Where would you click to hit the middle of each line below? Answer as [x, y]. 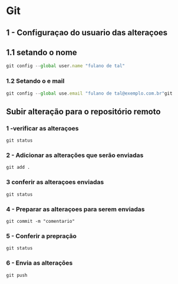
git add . [18, 168]
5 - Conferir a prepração [41, 236]
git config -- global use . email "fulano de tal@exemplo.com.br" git [89, 93]
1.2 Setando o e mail [35, 81]
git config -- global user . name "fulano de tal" [66, 66]
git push [17, 275]
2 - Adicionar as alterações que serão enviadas [75, 155]
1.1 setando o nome [42, 52]
